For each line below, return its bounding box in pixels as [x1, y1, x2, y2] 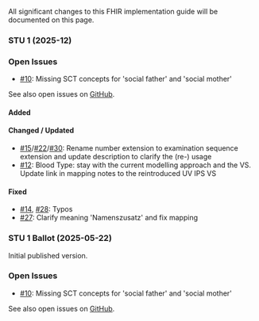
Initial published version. [8, 250, 88, 260]
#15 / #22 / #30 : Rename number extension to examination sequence [19, 143, 238, 153]
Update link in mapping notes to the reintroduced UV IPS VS [19, 169, 217, 178]
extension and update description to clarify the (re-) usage [19, 152, 212, 162]
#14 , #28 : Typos [19, 204, 73, 214]
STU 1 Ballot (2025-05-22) [8, 233, 113, 244]
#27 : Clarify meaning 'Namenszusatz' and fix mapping [19, 213, 199, 223]
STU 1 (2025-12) [8, 35, 72, 46]
